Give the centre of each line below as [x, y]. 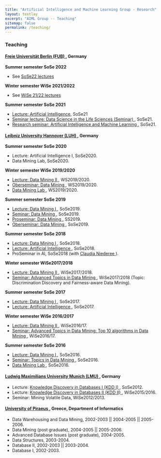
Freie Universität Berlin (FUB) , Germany [46, 56]
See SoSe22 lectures [33, 76]
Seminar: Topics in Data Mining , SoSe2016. [55, 360]
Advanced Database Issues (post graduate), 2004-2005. [68, 435]
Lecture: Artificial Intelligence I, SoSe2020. [55, 156]
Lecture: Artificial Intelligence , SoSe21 [50, 114]
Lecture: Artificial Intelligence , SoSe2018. [54, 248]
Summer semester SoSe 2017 [35, 292]
